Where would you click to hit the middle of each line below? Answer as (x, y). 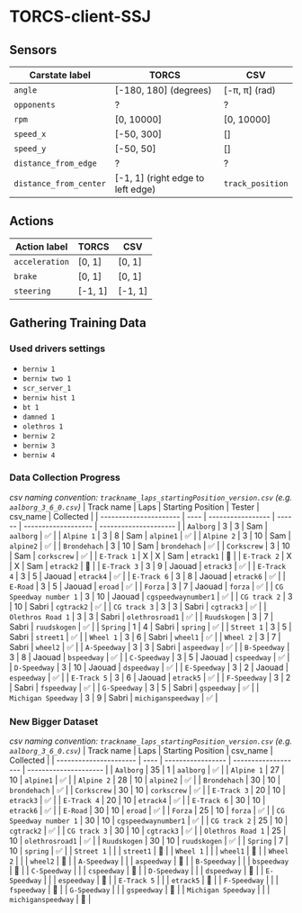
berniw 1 (39, 369)
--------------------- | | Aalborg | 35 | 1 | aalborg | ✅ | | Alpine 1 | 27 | (155, 770)
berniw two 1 (47, 379)
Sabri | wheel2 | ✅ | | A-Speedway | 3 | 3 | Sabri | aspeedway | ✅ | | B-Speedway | (150, 646)
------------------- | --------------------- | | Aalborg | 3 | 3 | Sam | (146, 526)
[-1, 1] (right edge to (160, 178)
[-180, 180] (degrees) (163, 90)
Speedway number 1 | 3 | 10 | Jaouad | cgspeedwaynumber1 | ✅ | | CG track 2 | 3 (151, 596)
